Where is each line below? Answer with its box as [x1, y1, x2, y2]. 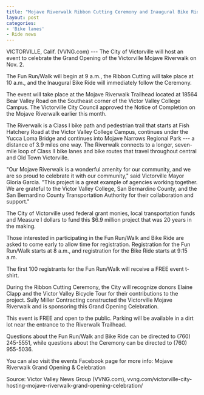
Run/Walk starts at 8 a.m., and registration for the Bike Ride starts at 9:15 [6, 247, 188, 254]
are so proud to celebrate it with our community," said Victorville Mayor [6, 172, 185, 179]
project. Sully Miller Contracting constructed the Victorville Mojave [6, 296, 173, 304]
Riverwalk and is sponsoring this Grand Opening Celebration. [6, 303, 159, 310]
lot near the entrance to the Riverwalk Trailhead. [6, 321, 127, 328]
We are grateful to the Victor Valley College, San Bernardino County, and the [6, 185, 197, 193]
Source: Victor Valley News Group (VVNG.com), [6, 376, 126, 383]
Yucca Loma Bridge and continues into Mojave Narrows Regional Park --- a [6, 134, 195, 142]
